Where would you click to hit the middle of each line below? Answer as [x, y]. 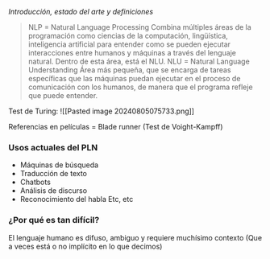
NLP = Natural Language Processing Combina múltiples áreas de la [139, 27]
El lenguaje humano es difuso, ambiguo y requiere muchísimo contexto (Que [135, 237]
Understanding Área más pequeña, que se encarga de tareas [129, 70]
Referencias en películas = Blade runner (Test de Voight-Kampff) [116, 127]
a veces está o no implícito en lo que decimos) [85, 246]
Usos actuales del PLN [53, 147]
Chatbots [35, 182]
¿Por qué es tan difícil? [54, 220]
